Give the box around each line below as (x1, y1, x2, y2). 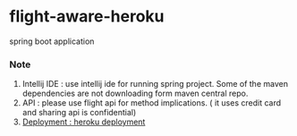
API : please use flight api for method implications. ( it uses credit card (21, 98, 282, 108)
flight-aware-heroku (9, 6, 165, 27)
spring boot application (9, 36, 95, 47)
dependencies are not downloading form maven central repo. (21, 88, 249, 99)
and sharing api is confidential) (21, 107, 137, 118)
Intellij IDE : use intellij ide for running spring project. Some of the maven (21, 79, 289, 89)
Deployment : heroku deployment (21, 116, 146, 127)
